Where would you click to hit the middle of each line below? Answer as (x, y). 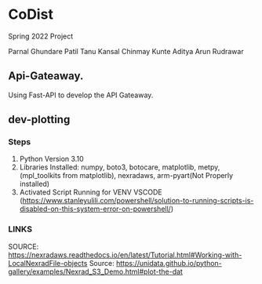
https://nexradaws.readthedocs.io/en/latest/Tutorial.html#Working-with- (125, 255)
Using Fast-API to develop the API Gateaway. (81, 95)
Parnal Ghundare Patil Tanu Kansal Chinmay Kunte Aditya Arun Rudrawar (126, 51)
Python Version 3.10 (51, 159)
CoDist (31, 15)
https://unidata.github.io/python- (169, 263)
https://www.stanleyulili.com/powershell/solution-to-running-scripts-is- (138, 201)
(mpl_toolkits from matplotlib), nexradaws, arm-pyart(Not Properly (126, 176)
